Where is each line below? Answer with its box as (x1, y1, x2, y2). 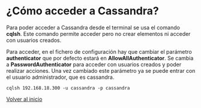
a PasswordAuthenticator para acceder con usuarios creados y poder (6, 61, 182, 68)
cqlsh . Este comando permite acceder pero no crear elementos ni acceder (6, 30, 191, 37)
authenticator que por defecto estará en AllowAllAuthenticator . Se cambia (6, 54, 194, 61)
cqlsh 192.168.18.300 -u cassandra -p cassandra (6, 85, 130, 91)
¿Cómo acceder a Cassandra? (6, 4, 159, 18)
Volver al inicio (6, 95, 43, 103)
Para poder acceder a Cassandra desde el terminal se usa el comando (6, 24, 180, 31)
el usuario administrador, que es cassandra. (6, 73, 115, 81)
